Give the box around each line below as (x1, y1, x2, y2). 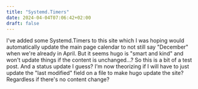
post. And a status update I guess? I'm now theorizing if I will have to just (6, 63, 189, 70)
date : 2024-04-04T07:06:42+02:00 (6, 15, 91, 21)
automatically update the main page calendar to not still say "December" (6, 43, 189, 51)
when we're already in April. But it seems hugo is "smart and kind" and (6, 50, 184, 57)
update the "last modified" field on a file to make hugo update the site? (6, 69, 184, 77)
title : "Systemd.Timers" (6, 9, 69, 15)
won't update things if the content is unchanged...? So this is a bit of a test (6, 56, 193, 64)
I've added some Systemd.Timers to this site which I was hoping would (6, 37, 185, 44)
